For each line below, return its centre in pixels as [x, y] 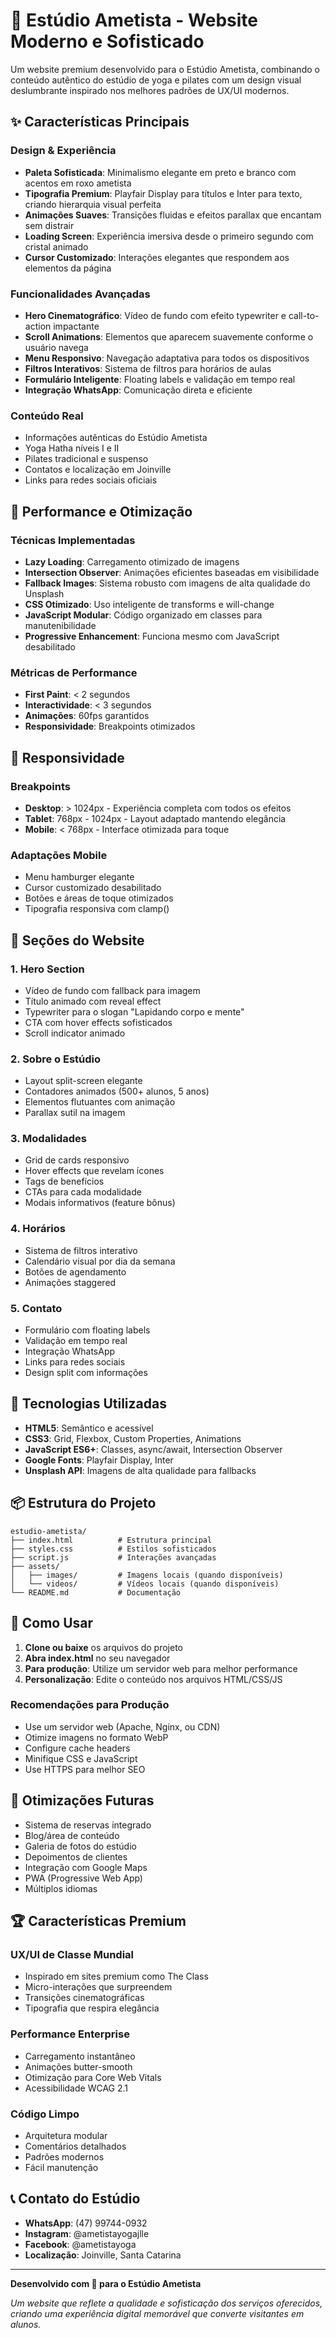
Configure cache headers [77, 1748]
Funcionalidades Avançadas [80, 294]
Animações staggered [70, 1282]
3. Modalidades [49, 1139]
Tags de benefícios [64, 1181]
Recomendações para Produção [90, 1705]
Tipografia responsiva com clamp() [97, 909]
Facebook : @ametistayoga [80, 2244]
